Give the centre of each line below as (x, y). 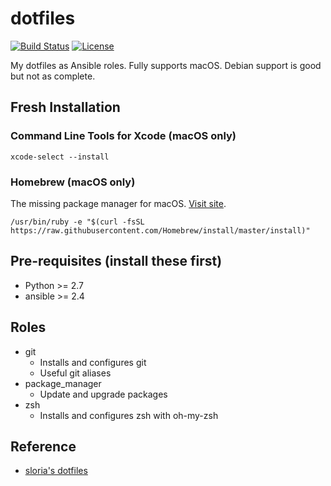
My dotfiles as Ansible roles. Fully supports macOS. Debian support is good (166, 65)
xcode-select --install (60, 157)
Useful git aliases (75, 373)
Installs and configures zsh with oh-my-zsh (129, 415)
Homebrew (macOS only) (73, 182)
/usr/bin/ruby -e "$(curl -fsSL (77, 222)
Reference (43, 446)
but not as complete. (53, 76)
